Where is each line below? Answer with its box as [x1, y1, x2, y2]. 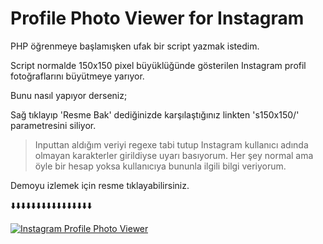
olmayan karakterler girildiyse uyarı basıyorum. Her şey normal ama [34, 149, 314, 161]
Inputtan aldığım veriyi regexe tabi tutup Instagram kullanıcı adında [34, 138, 309, 151]
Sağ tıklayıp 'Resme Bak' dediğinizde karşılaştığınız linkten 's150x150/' [10, 108, 300, 121]
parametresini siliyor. [10, 119, 97, 131]
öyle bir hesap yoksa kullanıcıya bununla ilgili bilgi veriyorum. [34, 160, 287, 172]
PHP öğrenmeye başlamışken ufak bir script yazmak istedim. [10, 40, 260, 52]
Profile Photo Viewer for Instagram [10, 7, 305, 30]
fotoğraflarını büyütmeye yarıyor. [10, 70, 145, 82]
